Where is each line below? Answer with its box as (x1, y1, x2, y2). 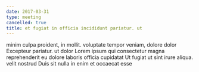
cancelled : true (6, 19, 46, 25)
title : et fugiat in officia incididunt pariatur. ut (6, 25, 143, 31)
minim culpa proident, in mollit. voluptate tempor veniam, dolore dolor (6, 41, 177, 48)
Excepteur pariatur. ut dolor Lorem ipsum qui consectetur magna (6, 48, 165, 55)
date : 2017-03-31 (6, 8, 49, 15)
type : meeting (6, 14, 42, 20)
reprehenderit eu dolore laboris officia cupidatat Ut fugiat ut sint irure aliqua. (6, 54, 194, 61)
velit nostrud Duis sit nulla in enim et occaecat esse (6, 60, 132, 67)
